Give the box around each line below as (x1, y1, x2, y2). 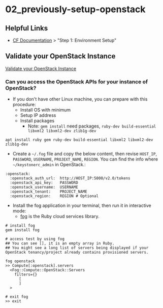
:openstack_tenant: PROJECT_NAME (10, 189, 87, 194)
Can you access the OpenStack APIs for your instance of (5, 78, 148, 85)
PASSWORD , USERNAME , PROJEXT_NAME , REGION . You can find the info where (12, 156, 158, 162)
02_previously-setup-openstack (5, 4, 146, 15)
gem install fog (5, 228, 40, 233)
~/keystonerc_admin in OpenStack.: (12, 162, 86, 168)
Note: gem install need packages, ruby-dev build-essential (27, 123, 156, 129)
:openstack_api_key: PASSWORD (10, 180, 79, 186)
